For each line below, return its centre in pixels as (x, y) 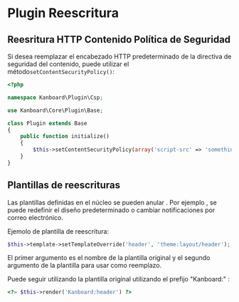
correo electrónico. (36, 217)
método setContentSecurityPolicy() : (61, 72)
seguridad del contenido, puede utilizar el (68, 64)
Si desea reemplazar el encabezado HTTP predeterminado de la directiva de (119, 56)
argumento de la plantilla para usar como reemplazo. (85, 266)
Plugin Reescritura (63, 13)
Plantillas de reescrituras (64, 186)
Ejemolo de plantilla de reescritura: (58, 231)
